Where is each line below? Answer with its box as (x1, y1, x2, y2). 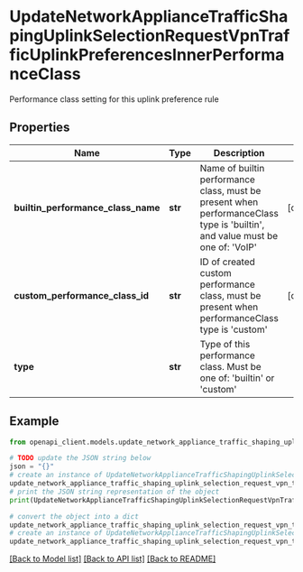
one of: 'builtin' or (199, 372, 275, 384)
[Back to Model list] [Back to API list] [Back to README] (9, 553, 216, 565)
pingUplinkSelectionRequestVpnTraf (9, 25, 290, 46)
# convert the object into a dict (9, 512, 140, 521)
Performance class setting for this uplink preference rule (9, 93, 219, 105)
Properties (9, 120, 70, 135)
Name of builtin (199, 161, 265, 174)
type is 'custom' (199, 323, 268, 336)
